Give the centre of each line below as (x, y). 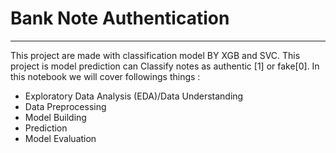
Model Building (55, 117)
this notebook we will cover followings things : (105, 76)
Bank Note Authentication (120, 18)
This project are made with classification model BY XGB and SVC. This (155, 55)
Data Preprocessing (65, 106)
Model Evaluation (60, 138)
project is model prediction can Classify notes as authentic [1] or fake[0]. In (165, 66)
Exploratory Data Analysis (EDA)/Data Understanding (134, 96)
